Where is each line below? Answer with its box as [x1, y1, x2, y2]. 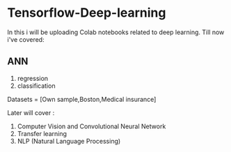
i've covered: [7, 35, 45, 43]
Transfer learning [17, 129, 67, 137]
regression [17, 74, 49, 82]
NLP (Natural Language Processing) [17, 137, 121, 145]
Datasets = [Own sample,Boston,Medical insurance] [7, 95, 157, 103]
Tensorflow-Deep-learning [7, 5, 166, 21]
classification [17, 82, 56, 90]
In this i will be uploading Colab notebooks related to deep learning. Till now [7, 28, 225, 36]
